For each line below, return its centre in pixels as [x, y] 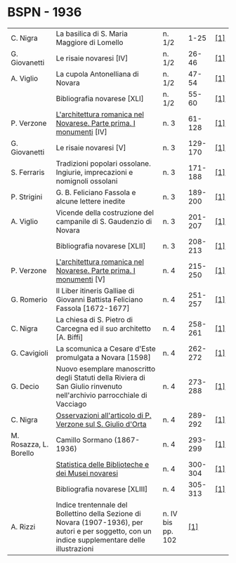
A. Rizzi [23, 526]
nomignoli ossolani [87, 181]
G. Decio [25, 386]
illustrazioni [75, 548]
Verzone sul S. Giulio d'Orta [101, 424]
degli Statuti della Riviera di [100, 378]
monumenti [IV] [81, 132]
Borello [22, 453]
